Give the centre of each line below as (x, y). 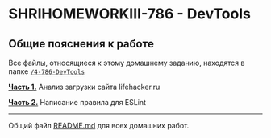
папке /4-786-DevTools (47, 71)
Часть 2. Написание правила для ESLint (77, 102)
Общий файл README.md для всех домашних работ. (99, 126)
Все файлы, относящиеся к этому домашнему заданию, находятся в (127, 63)
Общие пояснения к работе (81, 44)
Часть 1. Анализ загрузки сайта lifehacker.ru (84, 87)
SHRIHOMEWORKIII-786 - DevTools (130, 14)
